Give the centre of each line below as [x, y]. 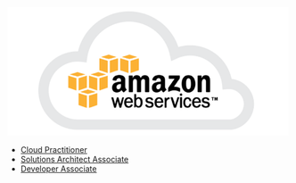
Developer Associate [58, 169]
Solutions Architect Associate [74, 160]
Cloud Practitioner [53, 150]
